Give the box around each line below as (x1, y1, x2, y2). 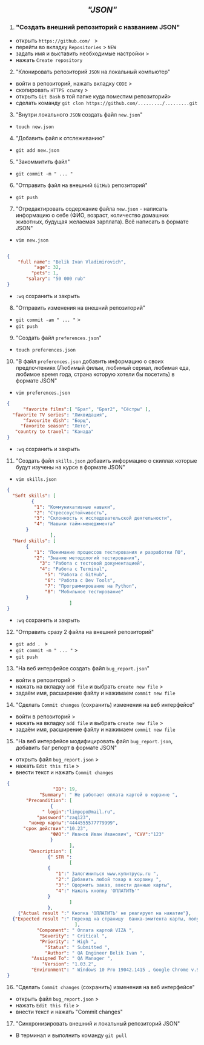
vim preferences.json (15, 390, 70, 396)
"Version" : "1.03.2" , (42, 961, 97, 967)
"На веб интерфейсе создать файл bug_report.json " (15, 665, 150, 672)
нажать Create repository (15, 56, 83, 63)
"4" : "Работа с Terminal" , (39, 566, 108, 573)
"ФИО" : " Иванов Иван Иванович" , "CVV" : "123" (50, 831, 165, 837)
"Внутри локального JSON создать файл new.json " (15, 111, 143, 118)
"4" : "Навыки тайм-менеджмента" (33, 521, 116, 527)
